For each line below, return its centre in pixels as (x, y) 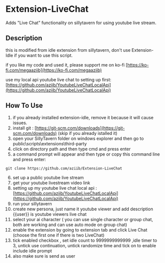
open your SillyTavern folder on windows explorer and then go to (78, 138)
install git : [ (24, 128)
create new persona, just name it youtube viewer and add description (83, 209)
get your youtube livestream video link (51, 183)
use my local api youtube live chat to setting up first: (58, 79)
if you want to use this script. (43, 55)
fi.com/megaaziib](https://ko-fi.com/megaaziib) (54, 70)
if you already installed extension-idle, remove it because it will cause (83, 117)
